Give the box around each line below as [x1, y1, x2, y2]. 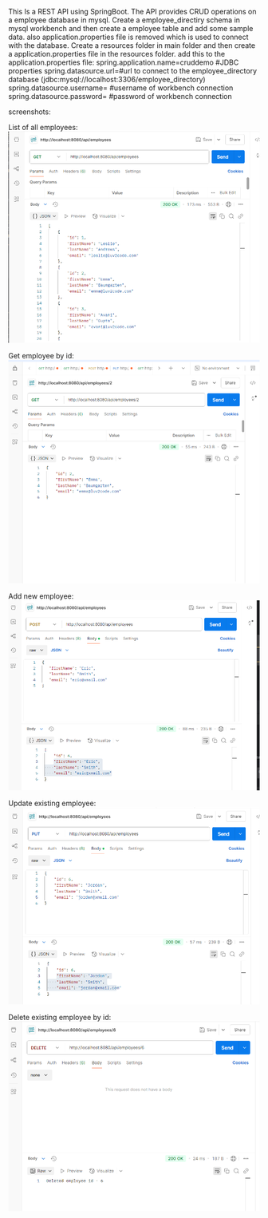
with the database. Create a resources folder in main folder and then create [8, 41, 256, 50]
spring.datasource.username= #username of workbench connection [8, 83, 234, 93]
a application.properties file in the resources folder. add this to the [8, 49, 226, 58]
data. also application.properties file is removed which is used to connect [8, 32, 249, 42]
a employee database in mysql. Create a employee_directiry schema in [8, 15, 241, 25]
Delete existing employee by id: [8, 1013, 112, 1022]
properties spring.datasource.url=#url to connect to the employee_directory [8, 66, 258, 75]
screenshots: [8, 107, 51, 117]
